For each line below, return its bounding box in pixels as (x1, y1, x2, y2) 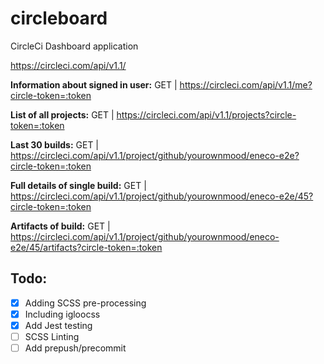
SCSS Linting (24, 330, 80, 342)
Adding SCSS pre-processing (24, 297, 147, 309)
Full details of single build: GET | (10, 179, 147, 191)
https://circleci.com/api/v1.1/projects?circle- (116, 108, 297, 121)
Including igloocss (24, 308, 101, 320)
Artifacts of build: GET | (10, 220, 111, 232)
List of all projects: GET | (10, 108, 115, 121)
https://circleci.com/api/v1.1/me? (179, 78, 313, 91)
